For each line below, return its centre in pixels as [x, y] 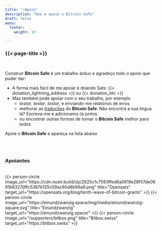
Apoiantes [17, 161]
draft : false [18, 18]
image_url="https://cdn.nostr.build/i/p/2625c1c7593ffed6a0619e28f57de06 [80, 182]
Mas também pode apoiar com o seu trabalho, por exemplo [71, 98]
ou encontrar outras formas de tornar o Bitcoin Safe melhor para [84, 119]
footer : [17, 28]
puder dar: [16, 79]
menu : [10, 23]
